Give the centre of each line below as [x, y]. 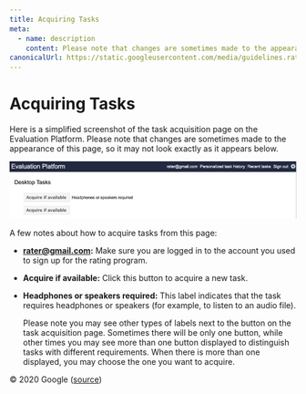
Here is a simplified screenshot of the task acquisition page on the [133, 130]
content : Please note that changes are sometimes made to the [146, 48]
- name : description [56, 38]
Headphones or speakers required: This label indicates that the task [152, 295]
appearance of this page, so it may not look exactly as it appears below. [144, 149]
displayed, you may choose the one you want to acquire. [128, 362]
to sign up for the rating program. [85, 261]
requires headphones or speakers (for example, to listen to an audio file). [159, 306]
